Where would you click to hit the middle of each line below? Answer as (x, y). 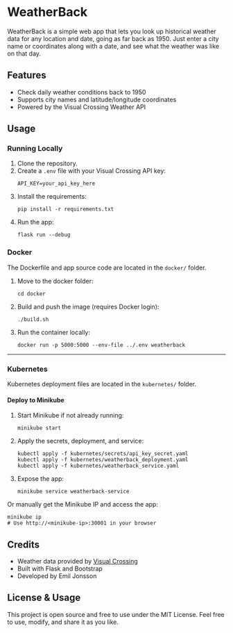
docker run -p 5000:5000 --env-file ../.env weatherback (101, 345)
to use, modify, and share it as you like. (63, 622)
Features (27, 75)
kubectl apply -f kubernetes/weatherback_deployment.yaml (103, 460)
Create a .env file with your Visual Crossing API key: (92, 171)
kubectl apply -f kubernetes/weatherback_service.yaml (98, 466)
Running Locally (35, 149)
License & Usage (44, 598)
